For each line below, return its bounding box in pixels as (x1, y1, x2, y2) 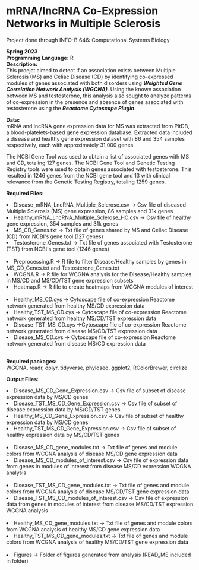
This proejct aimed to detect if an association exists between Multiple (6, 66, 176, 74)
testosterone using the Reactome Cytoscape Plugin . (6, 104, 136, 112)
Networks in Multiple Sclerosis (6, 17, 161, 30)
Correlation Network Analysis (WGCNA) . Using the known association (6, 85, 181, 93)
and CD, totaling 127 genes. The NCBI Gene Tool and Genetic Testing (6, 159, 175, 166)
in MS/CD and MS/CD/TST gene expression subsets (6, 277, 134, 284)
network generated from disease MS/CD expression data (6, 340, 146, 347)
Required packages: (6, 357, 57, 365)
